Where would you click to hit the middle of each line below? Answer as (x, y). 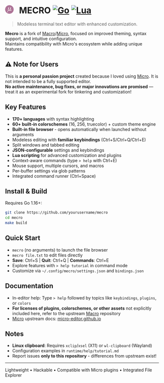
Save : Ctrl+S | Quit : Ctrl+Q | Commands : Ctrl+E (60, 260)
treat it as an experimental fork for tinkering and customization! (68, 92)
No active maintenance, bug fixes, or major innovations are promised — (79, 86)
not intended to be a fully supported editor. (48, 81)
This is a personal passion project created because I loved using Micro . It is (82, 76)
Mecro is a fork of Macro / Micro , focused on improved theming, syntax (76, 33)
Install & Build (26, 191)
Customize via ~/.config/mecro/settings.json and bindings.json (78, 271)
